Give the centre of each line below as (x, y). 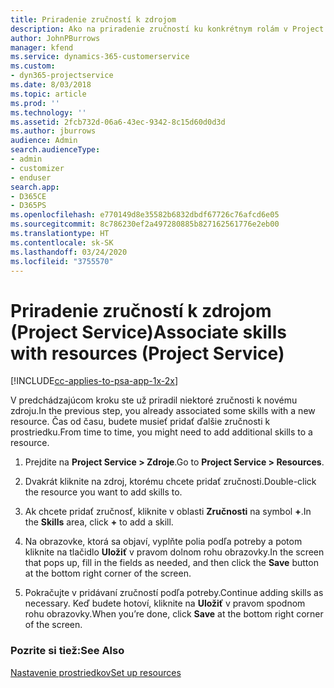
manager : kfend (42, 47)
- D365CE (28, 196)
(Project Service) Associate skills (148, 332)
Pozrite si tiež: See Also (67, 651)
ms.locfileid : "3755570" (62, 261)
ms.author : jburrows (53, 131)
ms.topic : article (48, 94)
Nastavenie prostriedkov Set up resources (96, 672)
